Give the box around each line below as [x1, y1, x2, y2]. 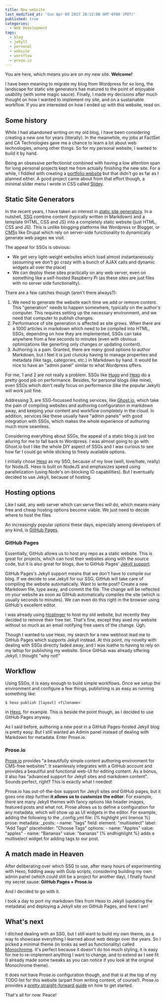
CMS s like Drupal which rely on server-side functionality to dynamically [5, 229, 151, 235]
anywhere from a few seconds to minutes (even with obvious [12, 336, 137, 342]
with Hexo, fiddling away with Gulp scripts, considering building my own [5, 868, 152, 874]
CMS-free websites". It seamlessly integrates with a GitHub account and [5, 763, 152, 769]
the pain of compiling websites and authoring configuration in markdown [5, 402, 153, 408]
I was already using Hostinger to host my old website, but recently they [5, 611, 150, 617]
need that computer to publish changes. [12, 315, 94, 321]
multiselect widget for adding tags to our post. [5, 836, 100, 842]
